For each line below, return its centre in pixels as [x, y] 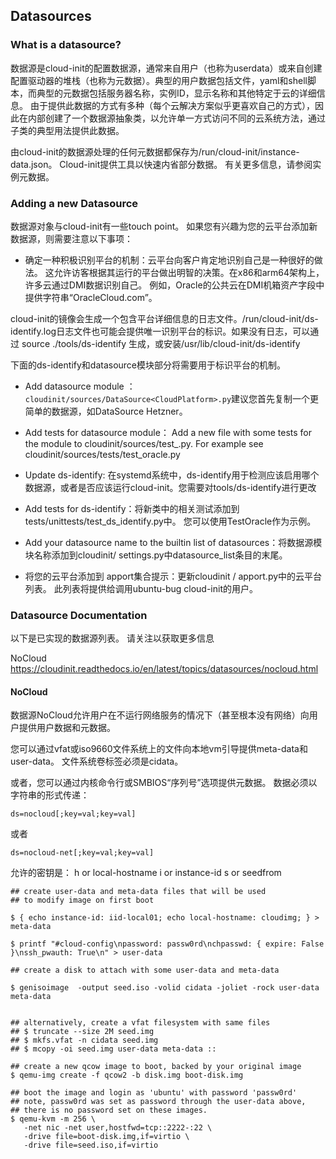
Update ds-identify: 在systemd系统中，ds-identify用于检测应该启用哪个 [172, 475]
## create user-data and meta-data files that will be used [138, 892]
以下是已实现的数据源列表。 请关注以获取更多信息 [112, 638]
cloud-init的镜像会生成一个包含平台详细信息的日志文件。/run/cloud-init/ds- [164, 318]
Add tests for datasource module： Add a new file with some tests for [168, 432]
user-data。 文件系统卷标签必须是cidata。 [97, 761]
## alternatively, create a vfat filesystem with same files [140, 1023]
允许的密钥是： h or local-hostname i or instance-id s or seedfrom [146, 873]
